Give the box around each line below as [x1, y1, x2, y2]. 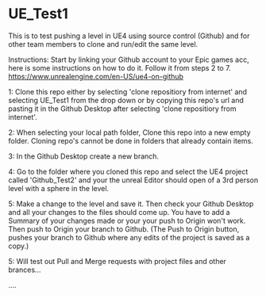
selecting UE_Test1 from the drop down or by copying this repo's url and [8, 95, 244, 105]
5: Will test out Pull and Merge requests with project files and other [8, 256, 226, 266]
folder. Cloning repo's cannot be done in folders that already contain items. [8, 136, 254, 145]
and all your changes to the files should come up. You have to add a [8, 207, 230, 216]
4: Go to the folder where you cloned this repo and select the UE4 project [8, 167, 249, 176]
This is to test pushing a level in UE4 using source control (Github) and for [8, 31, 250, 40]
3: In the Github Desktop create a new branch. [8, 151, 160, 161]
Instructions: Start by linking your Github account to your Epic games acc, [8, 55, 250, 64]
